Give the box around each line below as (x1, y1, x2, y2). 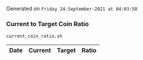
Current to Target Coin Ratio (6, 20, 89, 28)
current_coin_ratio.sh (6, 33, 63, 39)
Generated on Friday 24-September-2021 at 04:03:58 (6, 5, 138, 12)
